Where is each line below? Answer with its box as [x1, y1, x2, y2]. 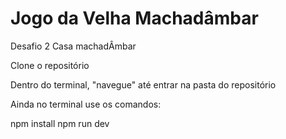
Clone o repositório [10, 59, 90, 71]
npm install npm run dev [10, 117, 110, 129]
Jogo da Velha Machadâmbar [10, 7, 259, 30]
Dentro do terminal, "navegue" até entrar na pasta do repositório [10, 78, 277, 91]
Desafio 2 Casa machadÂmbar [10, 40, 137, 52]
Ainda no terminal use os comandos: [10, 98, 162, 110]
